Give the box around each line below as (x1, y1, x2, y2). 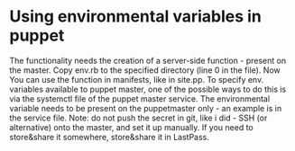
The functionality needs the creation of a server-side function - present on (9, 55, 287, 66)
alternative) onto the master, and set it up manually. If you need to (9, 121, 254, 132)
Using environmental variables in (9, 6, 262, 27)
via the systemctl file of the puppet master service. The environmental (9, 93, 271, 104)
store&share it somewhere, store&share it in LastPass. (9, 131, 210, 142)
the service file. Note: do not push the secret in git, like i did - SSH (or (9, 112, 268, 123)
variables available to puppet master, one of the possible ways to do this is (9, 84, 287, 94)
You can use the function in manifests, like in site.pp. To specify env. (9, 74, 264, 84)
